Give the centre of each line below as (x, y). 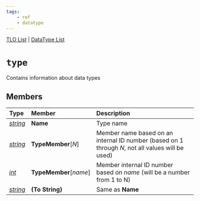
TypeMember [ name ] (61, 172)
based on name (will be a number (143, 172)
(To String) (47, 190)
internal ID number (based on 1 (140, 140)
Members (24, 97)
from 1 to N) (113, 180)
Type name (112, 124)
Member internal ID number (135, 165)
